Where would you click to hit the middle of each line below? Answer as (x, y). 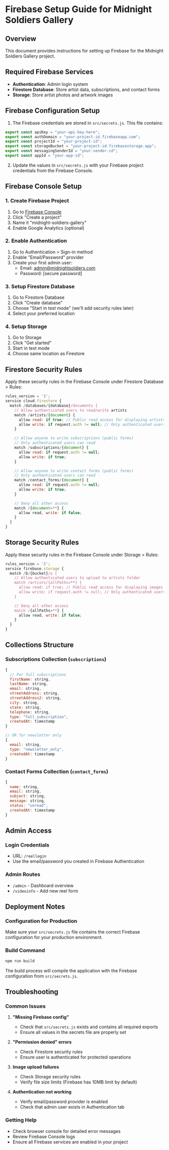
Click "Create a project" (37, 217)
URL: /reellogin (29, 856)
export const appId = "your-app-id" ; (45, 155)
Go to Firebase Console (37, 212)
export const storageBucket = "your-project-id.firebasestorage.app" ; (81, 146)
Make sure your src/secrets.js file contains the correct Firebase (73, 932)
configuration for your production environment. (54, 938)
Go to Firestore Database (38, 297)
